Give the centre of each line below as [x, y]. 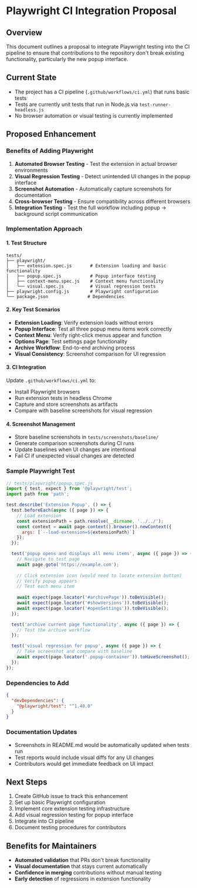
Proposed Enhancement [51, 134]
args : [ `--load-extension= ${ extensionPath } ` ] [78, 532]
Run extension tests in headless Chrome [63, 398]
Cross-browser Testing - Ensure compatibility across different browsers [102, 201]
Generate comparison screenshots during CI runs [74, 443]
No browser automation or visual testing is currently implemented [94, 115]
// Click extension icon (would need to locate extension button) [99, 575]
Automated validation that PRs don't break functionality [82, 860]
